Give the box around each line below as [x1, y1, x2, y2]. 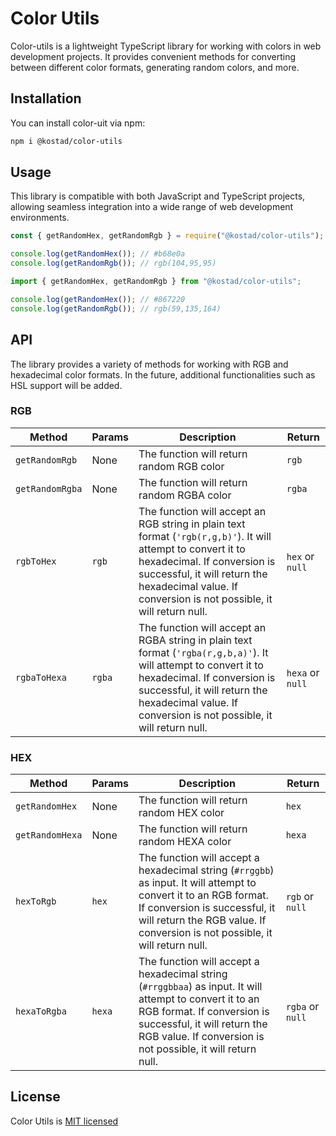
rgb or [285, 890, 315, 904]
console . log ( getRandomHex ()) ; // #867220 [10, 294, 186, 304]
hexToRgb [15, 896, 57, 907]
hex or [286, 549, 315, 563]
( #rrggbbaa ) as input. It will [138, 980, 263, 994]
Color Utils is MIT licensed [10, 1115, 119, 1127]
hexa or [286, 665, 320, 679]
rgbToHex [15, 555, 57, 567]
